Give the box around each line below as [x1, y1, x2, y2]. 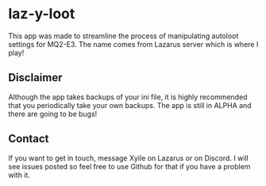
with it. [8, 170, 30, 180]
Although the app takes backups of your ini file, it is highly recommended [8, 92, 248, 102]
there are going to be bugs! [8, 109, 98, 118]
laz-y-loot [8, 5, 75, 23]
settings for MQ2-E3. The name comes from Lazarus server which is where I [8, 39, 259, 48]
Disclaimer [8, 71, 63, 84]
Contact [8, 132, 49, 145]
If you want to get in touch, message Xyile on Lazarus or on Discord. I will [8, 153, 249, 163]
